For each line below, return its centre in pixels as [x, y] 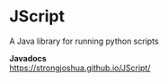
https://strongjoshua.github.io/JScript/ [80, 68]
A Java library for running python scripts [84, 41]
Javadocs [28, 58]
